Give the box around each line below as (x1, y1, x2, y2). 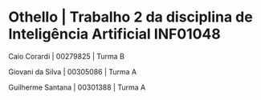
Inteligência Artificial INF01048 (8, 25, 221, 43)
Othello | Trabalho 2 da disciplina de (8, 8, 253, 26)
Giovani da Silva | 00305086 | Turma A (8, 66, 137, 76)
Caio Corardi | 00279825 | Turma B (8, 51, 124, 61)
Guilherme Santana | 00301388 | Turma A (8, 82, 146, 92)
